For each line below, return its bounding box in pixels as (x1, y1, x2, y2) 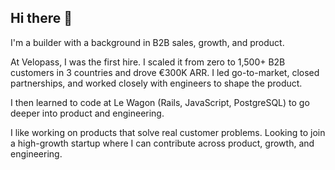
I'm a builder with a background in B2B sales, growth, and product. (10, 36, 285, 48)
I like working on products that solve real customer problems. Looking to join (10, 126, 326, 138)
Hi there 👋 (10, 10, 73, 27)
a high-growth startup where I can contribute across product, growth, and (10, 137, 315, 149)
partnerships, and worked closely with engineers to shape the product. (10, 77, 303, 89)
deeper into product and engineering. (10, 107, 165, 119)
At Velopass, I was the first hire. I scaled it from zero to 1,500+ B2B (10, 56, 286, 68)
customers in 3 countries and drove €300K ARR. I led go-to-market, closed (10, 66, 320, 78)
